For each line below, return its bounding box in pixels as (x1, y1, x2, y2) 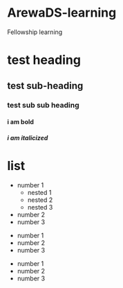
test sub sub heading (7, 101, 79, 110)
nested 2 (27, 196, 53, 204)
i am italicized (7, 133, 48, 142)
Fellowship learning (7, 28, 63, 36)
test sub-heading (7, 80, 84, 92)
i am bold (7, 118, 35, 126)
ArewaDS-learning (7, 5, 117, 21)
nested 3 (27, 203, 53, 211)
